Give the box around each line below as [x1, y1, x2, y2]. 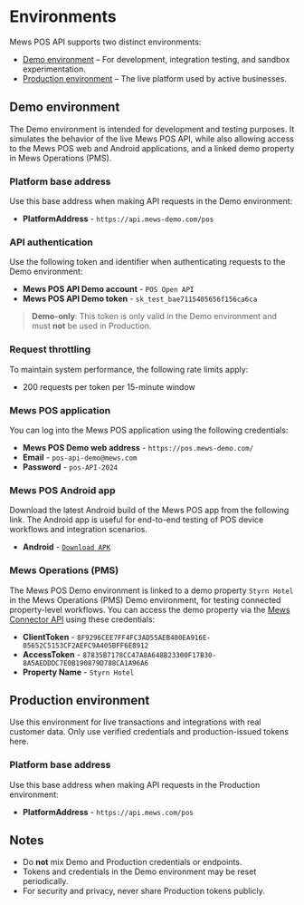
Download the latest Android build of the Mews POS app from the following [9, 505, 290, 516]
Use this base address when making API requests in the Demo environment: [9, 196, 293, 207]
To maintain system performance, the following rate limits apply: [9, 364, 249, 375]
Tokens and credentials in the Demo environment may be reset [22, 866, 257, 877]
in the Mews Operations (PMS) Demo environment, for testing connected [9, 594, 281, 605]
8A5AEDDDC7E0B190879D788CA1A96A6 [22, 658, 149, 667]
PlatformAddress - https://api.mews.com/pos [22, 806, 195, 817]
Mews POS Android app [9, 483, 116, 496]
